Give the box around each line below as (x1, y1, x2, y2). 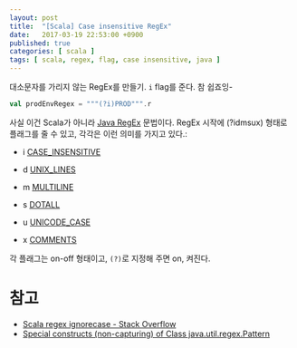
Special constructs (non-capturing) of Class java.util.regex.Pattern (22, 328, 270, 339)
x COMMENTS (22, 234, 77, 245)
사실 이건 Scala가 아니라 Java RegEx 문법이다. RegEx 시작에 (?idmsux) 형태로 (9, 117, 288, 128)
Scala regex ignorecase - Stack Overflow (22, 318, 177, 329)
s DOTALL (22, 198, 61, 209)
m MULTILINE (22, 181, 74, 192)
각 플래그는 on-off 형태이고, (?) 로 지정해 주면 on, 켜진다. (9, 253, 211, 264)
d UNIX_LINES (22, 164, 77, 175)
